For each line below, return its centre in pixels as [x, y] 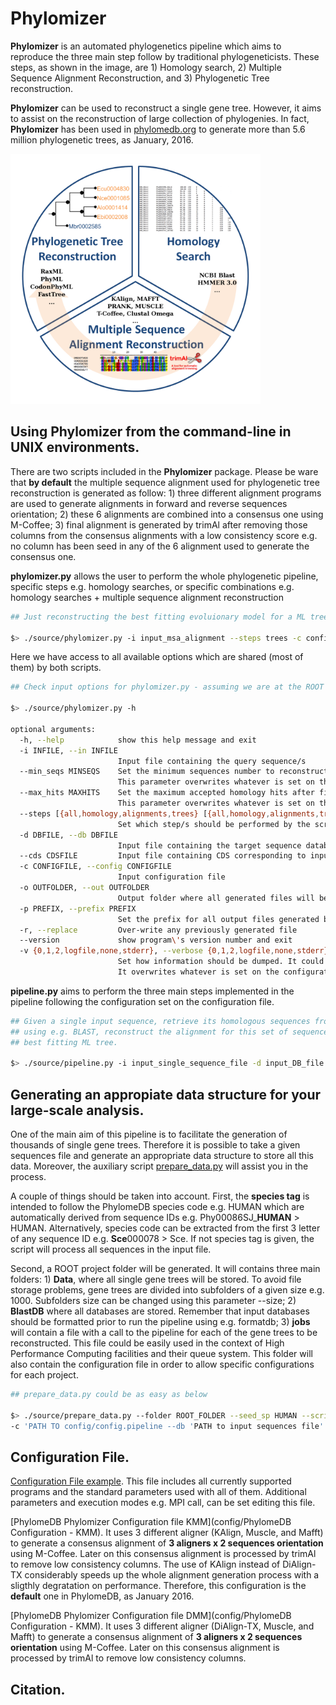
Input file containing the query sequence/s [212, 761]
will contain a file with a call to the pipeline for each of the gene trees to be [164, 1333]
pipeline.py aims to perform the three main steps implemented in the [152, 991]
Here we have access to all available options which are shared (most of [157, 657]
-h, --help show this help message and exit [138, 740]
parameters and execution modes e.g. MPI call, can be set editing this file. [163, 1503]
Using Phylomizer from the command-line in [151, 432]
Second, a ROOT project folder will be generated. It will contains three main [165, 1269]
